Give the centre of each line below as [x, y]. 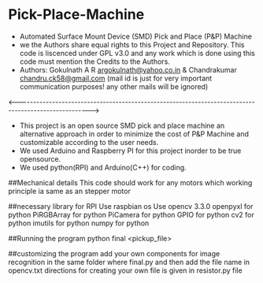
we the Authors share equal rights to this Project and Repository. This [132, 44]
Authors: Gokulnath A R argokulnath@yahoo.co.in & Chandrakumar [128, 69]
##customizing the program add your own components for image [114, 253]
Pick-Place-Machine [76, 15]
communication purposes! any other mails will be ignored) [114, 86]
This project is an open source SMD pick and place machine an [122, 125]
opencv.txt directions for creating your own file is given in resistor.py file [125, 270]
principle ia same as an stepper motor [70, 191]
